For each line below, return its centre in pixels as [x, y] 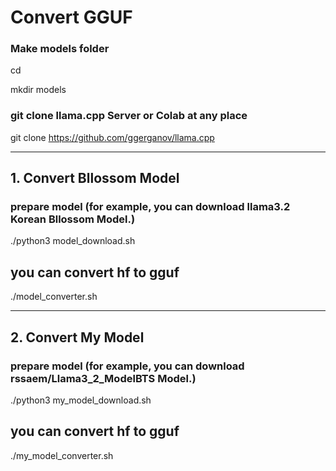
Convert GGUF [71, 17]
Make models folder [60, 49]
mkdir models [38, 90]
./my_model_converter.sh [62, 455]
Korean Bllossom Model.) [73, 219]
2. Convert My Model [77, 337]
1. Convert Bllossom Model [95, 178]
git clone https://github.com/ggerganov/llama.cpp [112, 137]
